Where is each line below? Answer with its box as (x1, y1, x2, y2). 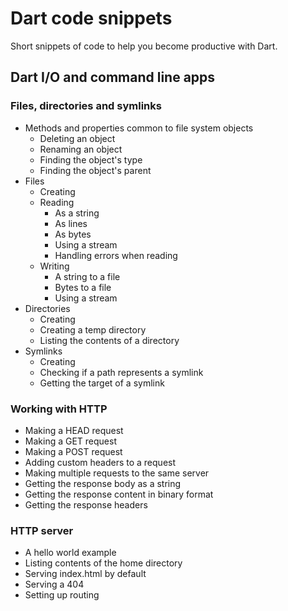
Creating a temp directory (39, 323, 147, 336)
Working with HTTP (10, 402, 108, 416)
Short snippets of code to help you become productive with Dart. (10, 40, 278, 52)
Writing (39, 260, 70, 272)
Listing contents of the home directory (24, 557, 183, 569)
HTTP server (10, 523, 74, 537)
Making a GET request (24, 435, 117, 447)
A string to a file (54, 270, 121, 282)
